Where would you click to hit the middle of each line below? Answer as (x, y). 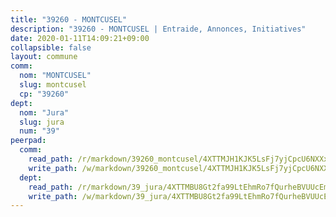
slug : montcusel (53, 85)
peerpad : (28, 141)
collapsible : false (51, 47)
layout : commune (44, 57)
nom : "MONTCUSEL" (55, 76)
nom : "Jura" (44, 112)
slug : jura (42, 122)
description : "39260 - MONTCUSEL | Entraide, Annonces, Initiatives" (158, 29)
